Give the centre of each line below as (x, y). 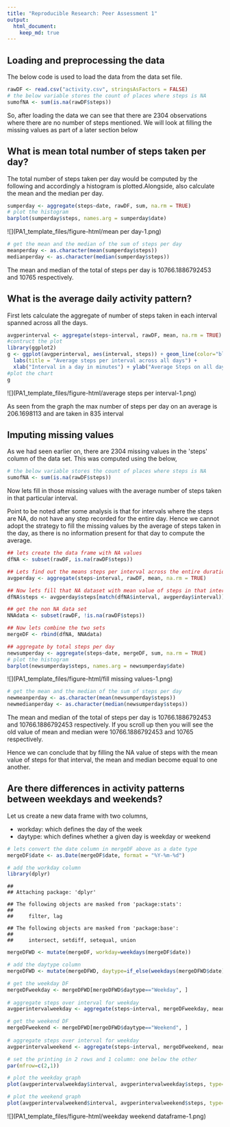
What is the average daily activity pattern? (100, 299)
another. (19, 767)
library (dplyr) (29, 874)
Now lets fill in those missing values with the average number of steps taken (114, 491)
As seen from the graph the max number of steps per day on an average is (112, 406)
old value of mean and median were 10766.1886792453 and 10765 (100, 732)
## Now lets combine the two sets (56, 628)
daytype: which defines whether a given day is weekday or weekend (114, 836)
